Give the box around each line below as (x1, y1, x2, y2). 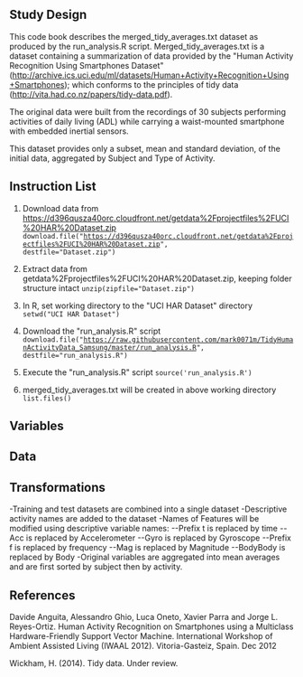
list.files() (22, 393, 72, 403)
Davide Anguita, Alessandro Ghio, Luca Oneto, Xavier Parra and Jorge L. (9, 612, 279, 623)
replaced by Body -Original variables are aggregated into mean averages (9, 551, 280, 563)
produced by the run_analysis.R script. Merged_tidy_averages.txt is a (9, 41, 265, 52)
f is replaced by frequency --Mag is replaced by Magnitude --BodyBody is (9, 542, 286, 553)
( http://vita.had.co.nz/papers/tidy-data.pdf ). (9, 89, 173, 99)
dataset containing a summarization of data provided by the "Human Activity (9, 50, 294, 61)
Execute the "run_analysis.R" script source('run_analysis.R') (22, 366, 252, 378)
